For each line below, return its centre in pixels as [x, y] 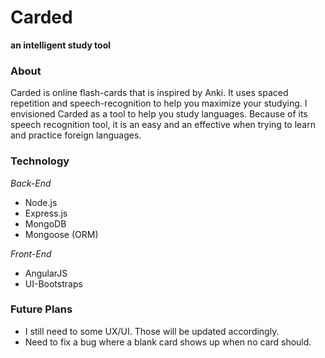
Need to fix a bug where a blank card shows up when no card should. [168, 342]
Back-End [31, 183]
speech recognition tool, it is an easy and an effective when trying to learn [163, 125]
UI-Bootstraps [53, 283]
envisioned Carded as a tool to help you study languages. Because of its [159, 114]
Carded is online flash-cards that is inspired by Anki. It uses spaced [149, 93]
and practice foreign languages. [76, 135]
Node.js [41, 202]
